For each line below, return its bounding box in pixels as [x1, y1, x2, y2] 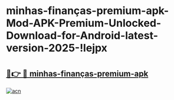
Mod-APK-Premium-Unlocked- [6, 16, 162, 30]
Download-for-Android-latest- [6, 29, 158, 42]
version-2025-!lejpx [6, 42, 108, 55]
